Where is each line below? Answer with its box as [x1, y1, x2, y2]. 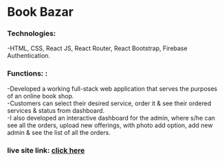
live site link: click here [7, 145, 85, 155]
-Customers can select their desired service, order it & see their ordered [7, 99, 212, 107]
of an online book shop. [7, 92, 74, 100]
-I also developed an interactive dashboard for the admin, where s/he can [7, 114, 215, 122]
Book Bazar [7, 4, 74, 20]
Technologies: [7, 29, 56, 39]
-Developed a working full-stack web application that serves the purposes [7, 84, 218, 93]
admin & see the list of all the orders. [7, 128, 111, 136]
